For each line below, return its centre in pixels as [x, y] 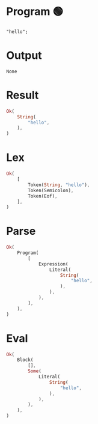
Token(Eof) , [43, 196]
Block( [25, 360]
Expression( [53, 264]
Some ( [35, 371]
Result [23, 95]
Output [24, 56]
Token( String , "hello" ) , [59, 185]
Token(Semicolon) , [51, 190]
